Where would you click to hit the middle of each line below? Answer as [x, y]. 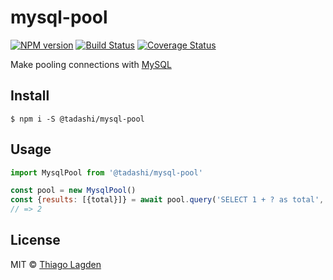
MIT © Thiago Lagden [56, 264]
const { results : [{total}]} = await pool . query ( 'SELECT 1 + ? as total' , [167, 200]
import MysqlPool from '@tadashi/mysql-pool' [106, 172]
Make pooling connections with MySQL [91, 64]
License [35, 240]
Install [30, 96]
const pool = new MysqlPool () [73, 191]
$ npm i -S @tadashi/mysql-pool [77, 119]
